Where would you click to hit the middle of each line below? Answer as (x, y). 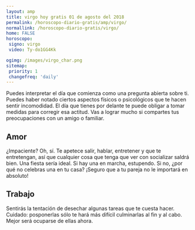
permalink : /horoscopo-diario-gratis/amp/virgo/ (66, 22)
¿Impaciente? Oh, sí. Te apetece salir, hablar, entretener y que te (83, 151)
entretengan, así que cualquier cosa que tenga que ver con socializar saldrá (97, 157)
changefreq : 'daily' (34, 77)
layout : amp (20, 11)
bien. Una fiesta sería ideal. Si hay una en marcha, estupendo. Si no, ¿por (94, 163)
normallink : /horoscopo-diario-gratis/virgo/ (62, 28)
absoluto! (17, 176)
